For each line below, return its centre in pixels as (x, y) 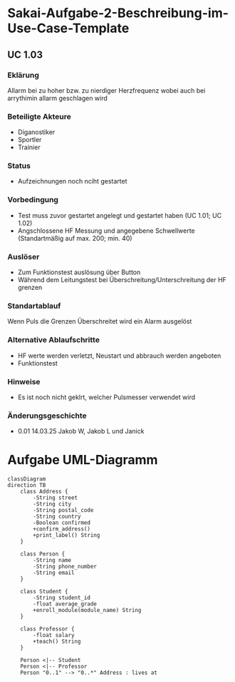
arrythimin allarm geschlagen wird (58, 98)
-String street (56, 498)
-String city (52, 504)
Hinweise (24, 381)
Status (19, 166)
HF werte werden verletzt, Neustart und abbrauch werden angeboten (119, 356)
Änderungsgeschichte (47, 416)
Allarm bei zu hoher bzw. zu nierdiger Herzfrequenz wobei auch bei (106, 90)
